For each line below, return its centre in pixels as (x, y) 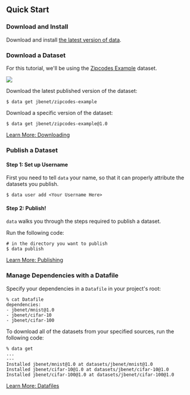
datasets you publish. (32, 184)
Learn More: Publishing (35, 260)
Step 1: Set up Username (37, 164)
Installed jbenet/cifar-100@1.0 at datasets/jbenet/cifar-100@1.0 (90, 375)
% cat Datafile (25, 299)
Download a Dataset (36, 55)
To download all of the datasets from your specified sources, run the (90, 331)
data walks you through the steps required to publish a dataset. (84, 221)
